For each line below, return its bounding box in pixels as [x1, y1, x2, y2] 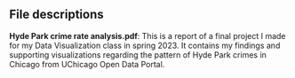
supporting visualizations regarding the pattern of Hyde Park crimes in [9, 49, 267, 60]
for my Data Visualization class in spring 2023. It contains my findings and [9, 40, 281, 51]
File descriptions [9, 7, 104, 22]
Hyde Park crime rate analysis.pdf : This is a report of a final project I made [9, 30, 286, 41]
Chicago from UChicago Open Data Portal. [9, 58, 165, 69]
